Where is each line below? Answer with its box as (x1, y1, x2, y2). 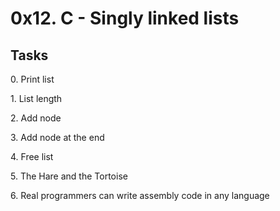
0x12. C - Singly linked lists (10, 7, 240, 30)
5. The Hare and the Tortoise (10, 170, 128, 182)
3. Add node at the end (10, 132, 105, 143)
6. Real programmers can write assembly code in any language (10, 190, 270, 201)
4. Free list (10, 151, 54, 162)
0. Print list (10, 73, 55, 85)
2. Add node (10, 112, 62, 124)
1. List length (10, 93, 63, 104)
